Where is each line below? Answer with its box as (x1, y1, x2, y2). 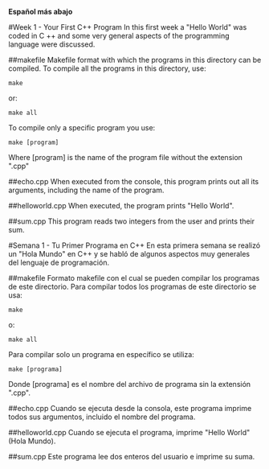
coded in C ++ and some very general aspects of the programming (8, 31, 230, 40)
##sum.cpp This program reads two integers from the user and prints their (8, 216, 255, 226)
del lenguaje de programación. (8, 257, 110, 267)
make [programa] (8, 365, 63, 373)
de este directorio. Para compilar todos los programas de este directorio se (8, 282, 257, 291)
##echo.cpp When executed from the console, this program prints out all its (8, 177, 259, 186)
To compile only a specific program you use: (8, 123, 156, 132)
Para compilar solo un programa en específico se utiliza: (8, 350, 194, 359)
